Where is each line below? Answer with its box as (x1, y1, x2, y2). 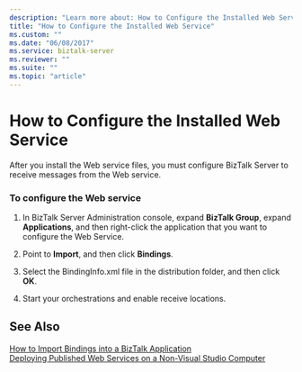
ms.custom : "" (9, 30, 63, 39)
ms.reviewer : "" (9, 55, 70, 64)
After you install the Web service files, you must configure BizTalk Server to (9, 159, 289, 170)
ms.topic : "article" (9, 72, 87, 81)
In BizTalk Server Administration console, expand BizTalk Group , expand (22, 212, 292, 222)
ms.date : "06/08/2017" (9, 38, 94, 48)
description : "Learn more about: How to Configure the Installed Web (9, 13, 276, 23)
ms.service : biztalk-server (9, 47, 115, 56)
